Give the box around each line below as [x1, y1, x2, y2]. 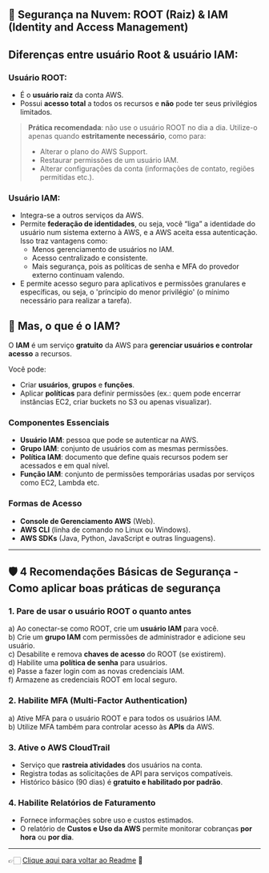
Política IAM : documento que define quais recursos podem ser [19, 453, 228, 462]
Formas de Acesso [8, 498, 82, 510]
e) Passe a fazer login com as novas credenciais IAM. [8, 667, 185, 676]
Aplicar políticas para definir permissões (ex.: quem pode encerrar [19, 388, 242, 398]
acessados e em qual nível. [19, 461, 110, 470]
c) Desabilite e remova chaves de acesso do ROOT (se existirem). [8, 649, 227, 659]
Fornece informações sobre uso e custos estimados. [19, 815, 194, 825]
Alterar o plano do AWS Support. [39, 147, 148, 156]
